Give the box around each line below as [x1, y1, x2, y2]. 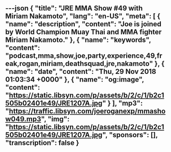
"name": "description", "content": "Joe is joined [5, 20, 162, 28]
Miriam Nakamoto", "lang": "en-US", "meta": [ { [5, 12, 160, 21]
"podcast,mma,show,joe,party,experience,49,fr [5, 52, 163, 60]
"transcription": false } [5, 139, 79, 147]
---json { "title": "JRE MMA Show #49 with [5, 4, 143, 13]
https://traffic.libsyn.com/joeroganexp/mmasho [9, 107, 166, 116]
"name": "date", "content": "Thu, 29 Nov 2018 [5, 67, 156, 76]
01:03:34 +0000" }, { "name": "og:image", [5, 75, 144, 84]
